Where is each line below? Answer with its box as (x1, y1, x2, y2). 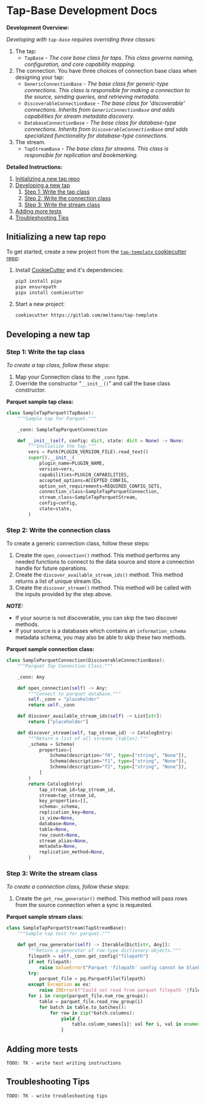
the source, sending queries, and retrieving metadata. (24, 93, 160, 100)
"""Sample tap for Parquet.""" (17, 415, 97, 421)
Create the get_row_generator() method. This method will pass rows (15, 895, 188, 902)
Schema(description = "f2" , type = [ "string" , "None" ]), (49, 764, 187, 770)
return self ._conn (28, 702, 75, 709)
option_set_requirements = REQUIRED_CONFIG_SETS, (38, 483, 163, 489)
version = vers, (38, 465, 75, 472)
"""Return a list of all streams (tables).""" (28, 735, 149, 742)
